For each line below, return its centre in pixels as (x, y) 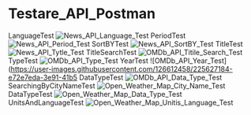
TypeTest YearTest (78, 61)
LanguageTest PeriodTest (97, 35)
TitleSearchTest (111, 52)
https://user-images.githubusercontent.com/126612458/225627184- (122, 69)
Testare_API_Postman (82, 14)
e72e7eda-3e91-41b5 (43, 77)
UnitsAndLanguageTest (46, 102)
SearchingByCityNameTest (52, 85)
